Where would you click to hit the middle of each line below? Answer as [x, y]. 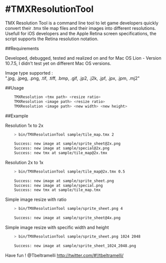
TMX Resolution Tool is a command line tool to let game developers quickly [82, 23]
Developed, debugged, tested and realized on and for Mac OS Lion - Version [83, 58]
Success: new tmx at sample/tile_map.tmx [57, 190]
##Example [17, 116]
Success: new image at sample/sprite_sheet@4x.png [67, 218]
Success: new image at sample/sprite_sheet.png [64, 181]
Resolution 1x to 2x [24, 125]
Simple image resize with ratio [36, 199]
